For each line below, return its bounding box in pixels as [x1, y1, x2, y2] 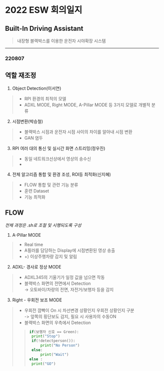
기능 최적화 [24, 194, 45, 200]
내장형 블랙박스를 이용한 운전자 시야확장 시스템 [17, 38, 106, 44]
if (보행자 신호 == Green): [29, 329, 79, 334]
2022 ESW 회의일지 [5, 4, 82, 16]
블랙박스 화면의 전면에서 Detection [24, 280, 91, 286]
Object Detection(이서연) [12, 85, 61, 91]
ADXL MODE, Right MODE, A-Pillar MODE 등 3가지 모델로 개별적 [24, 101, 150, 108]
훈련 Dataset [24, 188, 49, 194]
